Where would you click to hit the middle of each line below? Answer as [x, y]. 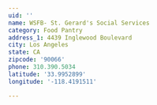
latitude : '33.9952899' [47, 74]
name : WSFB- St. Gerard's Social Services [79, 23]
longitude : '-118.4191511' [52, 81]
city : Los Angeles [38, 45]
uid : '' [21, 15]
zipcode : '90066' [37, 60]
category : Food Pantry [45, 30]
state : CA [24, 52]
